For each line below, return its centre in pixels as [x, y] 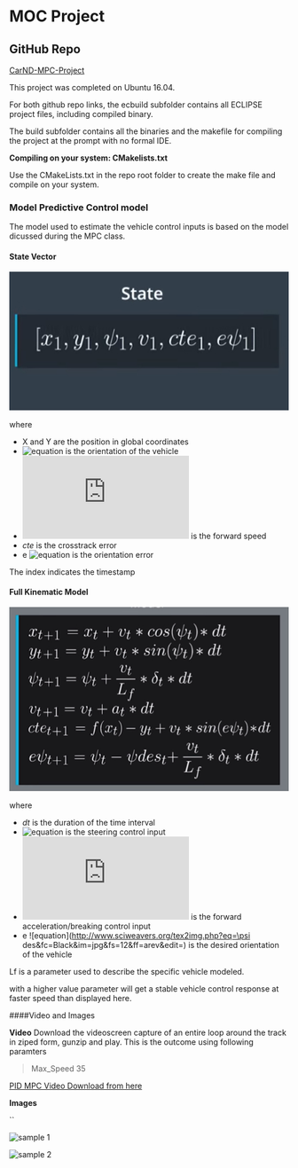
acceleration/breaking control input [86, 926]
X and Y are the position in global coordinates [105, 442]
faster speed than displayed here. [71, 998]
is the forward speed [228, 536]
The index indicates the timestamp [72, 572]
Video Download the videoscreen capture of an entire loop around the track [148, 1032]
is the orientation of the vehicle [122, 451]
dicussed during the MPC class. [67, 236]
